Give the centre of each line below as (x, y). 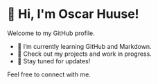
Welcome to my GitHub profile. (51, 33)
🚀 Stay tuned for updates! (54, 61)
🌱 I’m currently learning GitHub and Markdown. (84, 46)
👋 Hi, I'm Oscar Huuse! (73, 14)
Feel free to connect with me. (49, 74)
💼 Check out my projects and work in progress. (85, 54)
